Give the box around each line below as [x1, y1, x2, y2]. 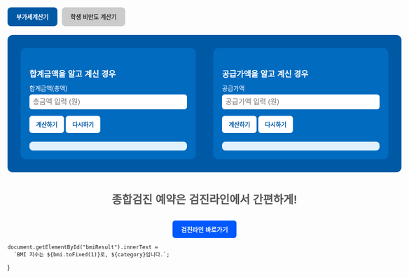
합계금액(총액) [29, 85, 68, 92]
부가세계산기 [16, 13, 49, 21]
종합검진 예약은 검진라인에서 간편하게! [111, 193, 298, 207]
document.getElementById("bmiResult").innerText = [7, 244, 158, 251]
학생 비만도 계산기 [70, 13, 117, 21]
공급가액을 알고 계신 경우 [222, 69, 309, 79]
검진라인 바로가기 [181, 226, 228, 234]
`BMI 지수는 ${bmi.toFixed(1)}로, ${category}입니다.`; [13, 251, 170, 258]
